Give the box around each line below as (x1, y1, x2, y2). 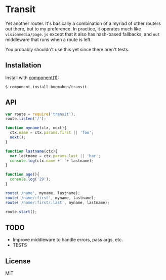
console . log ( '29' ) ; (10, 177, 51, 182)
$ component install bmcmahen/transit (5, 84, 87, 89)
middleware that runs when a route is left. (5, 37, 92, 43)
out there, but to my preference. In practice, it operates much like (5, 25, 141, 31)
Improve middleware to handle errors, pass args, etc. (12, 237, 123, 243)
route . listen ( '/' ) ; (5, 116, 47, 121)
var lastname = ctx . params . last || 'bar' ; (10, 153, 101, 158)
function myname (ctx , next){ (5, 125, 67, 130)
